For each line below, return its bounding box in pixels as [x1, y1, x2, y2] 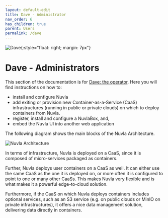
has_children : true [5, 21, 46, 27]
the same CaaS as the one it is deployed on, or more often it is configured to [5, 170, 163, 176]
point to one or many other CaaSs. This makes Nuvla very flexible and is [5, 176, 155, 182]
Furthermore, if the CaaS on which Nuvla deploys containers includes [5, 191, 149, 197]
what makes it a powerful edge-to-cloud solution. [5, 181, 108, 187]
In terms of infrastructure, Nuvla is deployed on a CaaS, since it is [5, 150, 141, 156]
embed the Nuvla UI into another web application [12, 120, 114, 126]
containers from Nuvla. [12, 110, 60, 116]
